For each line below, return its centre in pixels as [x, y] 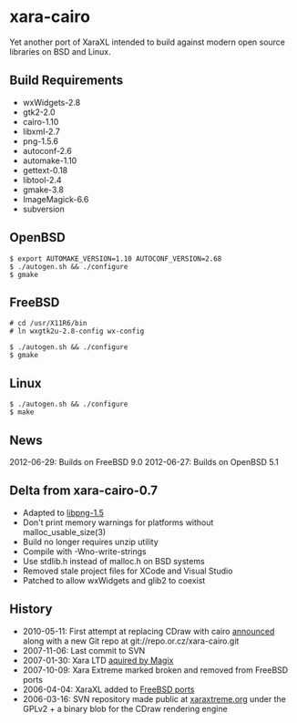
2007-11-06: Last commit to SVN [84, 650]
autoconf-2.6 [47, 150]
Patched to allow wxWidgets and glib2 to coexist [114, 580]
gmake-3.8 [43, 190]
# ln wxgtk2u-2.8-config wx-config [77, 331]
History [31, 609]
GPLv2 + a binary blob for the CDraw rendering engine [125, 708]
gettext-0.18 [45, 170]
